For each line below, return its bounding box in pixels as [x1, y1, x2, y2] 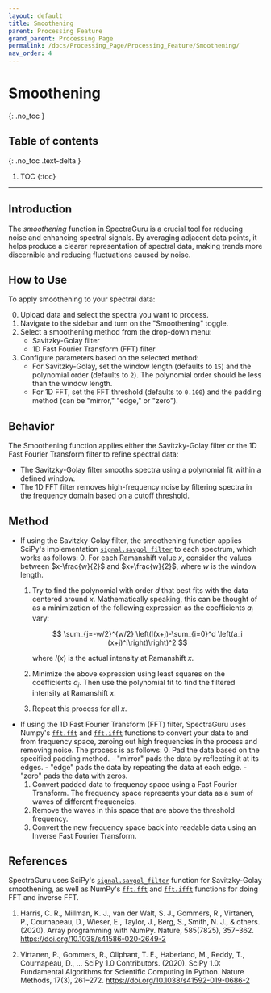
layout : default [8, 11, 63, 20]
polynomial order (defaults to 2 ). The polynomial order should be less [31, 370, 262, 380]
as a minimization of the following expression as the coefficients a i [31, 603, 253, 614]
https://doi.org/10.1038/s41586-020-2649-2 [19, 934, 167, 944]
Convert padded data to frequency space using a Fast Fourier [31, 779, 238, 789]
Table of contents [8, 134, 98, 148]
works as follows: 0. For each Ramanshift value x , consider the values [19, 553, 252, 562]
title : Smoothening [8, 19, 74, 27]
